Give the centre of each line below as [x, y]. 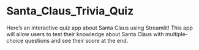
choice [15, 40]
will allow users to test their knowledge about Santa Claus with [85, 34]
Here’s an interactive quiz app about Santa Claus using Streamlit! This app [99, 28]
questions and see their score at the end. [77, 40]
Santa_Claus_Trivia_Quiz [70, 11]
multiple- [177, 34]
